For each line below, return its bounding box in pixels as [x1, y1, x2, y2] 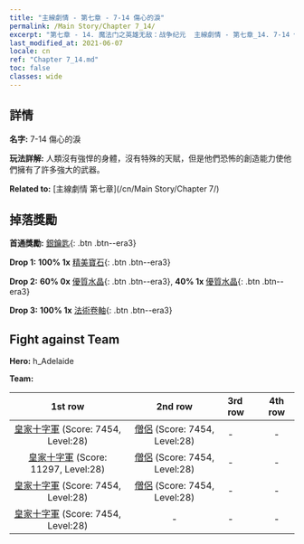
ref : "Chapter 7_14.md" [9, 55, 100, 64]
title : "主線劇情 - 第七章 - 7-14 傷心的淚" [9, 13, 166, 23]
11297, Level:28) [30, 463, 106, 475]
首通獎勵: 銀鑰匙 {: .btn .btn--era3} [9, 238, 138, 249]
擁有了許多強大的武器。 [16, 164, 105, 174]
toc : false [9, 64, 51, 73]
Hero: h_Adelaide [9, 356, 74, 367]
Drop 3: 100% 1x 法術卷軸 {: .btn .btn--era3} [9, 305, 173, 316]
